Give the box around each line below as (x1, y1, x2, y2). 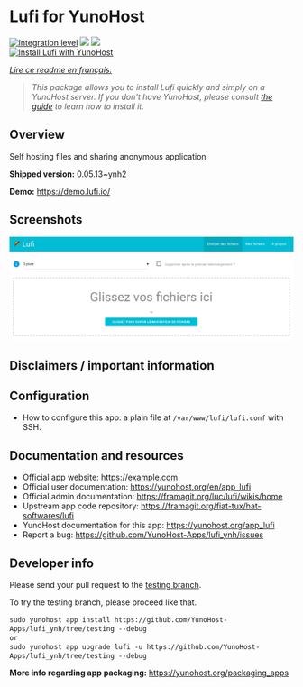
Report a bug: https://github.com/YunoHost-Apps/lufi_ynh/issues (22, 529, 264, 540)
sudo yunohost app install (9, 615, 111, 624)
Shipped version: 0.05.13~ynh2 (9, 169, 127, 179)
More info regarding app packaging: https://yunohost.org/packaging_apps (9, 667, 289, 678)
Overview (9, 127, 66, 142)
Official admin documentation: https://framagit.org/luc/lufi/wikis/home (22, 491, 283, 502)
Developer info (9, 555, 95, 571)
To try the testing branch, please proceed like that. (9, 597, 197, 608)
